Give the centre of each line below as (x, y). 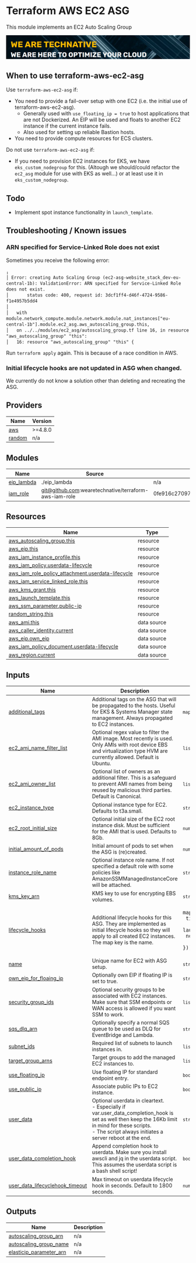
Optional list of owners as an (126, 772)
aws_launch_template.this (39, 598)
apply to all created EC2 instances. (134, 936)
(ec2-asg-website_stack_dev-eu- (142, 277)
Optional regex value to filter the (130, 732)
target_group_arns (30, 1060)
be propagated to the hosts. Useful (134, 705)
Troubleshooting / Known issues (66, 231)
